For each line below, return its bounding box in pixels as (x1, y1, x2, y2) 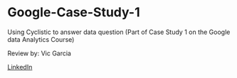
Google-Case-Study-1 (7, 4, 140, 21)
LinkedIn (7, 62, 33, 71)
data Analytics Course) (7, 35, 75, 43)
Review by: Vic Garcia (7, 49, 71, 57)
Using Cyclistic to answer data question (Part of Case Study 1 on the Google (7, 28, 231, 36)
